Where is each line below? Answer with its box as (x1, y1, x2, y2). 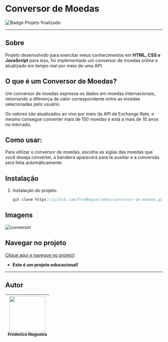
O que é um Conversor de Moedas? (5, 77, 117, 85)
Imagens (5, 211, 33, 219)
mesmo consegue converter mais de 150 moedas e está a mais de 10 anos (5, 116, 158, 122)
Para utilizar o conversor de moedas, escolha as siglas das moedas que (5, 149, 153, 155)
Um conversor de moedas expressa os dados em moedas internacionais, (5, 90, 156, 96)
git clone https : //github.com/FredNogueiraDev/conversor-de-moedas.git (12, 197, 165, 202)
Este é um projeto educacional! (12, 261, 78, 267)
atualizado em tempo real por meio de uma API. (5, 62, 103, 68)
